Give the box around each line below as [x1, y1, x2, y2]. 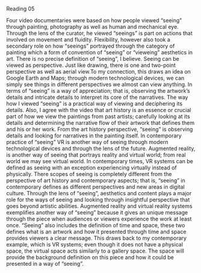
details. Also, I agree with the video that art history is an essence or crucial [6, 107, 191, 113]
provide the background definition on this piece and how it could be [6, 254, 175, 261]
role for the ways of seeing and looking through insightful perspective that [6, 196, 190, 203]
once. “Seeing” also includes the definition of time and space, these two [6, 222, 185, 228]
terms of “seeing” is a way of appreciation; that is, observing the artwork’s [6, 87, 191, 94]
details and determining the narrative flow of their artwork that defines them [6, 119, 194, 126]
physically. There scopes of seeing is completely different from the [6, 171, 172, 177]
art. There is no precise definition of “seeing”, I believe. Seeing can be [6, 55, 179, 62]
